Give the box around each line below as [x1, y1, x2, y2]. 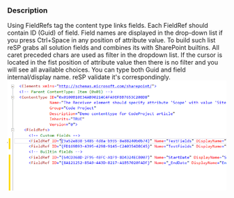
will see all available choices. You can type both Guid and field [7, 65, 186, 74]
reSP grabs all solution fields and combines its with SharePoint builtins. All [7, 44, 219, 52]
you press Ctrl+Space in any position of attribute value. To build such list [7, 36, 216, 44]
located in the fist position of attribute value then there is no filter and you [7, 58, 219, 67]
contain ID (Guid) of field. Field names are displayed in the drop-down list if [7, 28, 223, 37]
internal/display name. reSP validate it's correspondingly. [7, 73, 171, 81]
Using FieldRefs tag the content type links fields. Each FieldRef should [7, 22, 209, 30]
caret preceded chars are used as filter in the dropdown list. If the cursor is [7, 51, 223, 59]
